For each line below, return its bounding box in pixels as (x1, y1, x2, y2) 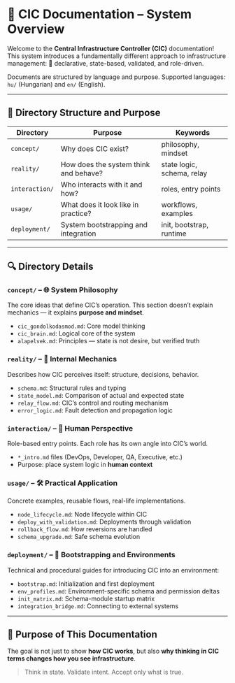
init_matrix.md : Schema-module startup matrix (17, 594, 155, 603)
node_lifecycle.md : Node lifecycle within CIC (17, 510, 148, 519)
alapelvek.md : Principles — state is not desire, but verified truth (17, 337, 200, 345)
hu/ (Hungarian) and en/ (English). (7, 80, 106, 88)
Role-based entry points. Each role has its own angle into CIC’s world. (7, 440, 208, 448)
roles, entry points (161, 184, 221, 194)
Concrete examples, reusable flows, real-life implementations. (7, 496, 186, 505)
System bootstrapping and (60, 220, 148, 229)
